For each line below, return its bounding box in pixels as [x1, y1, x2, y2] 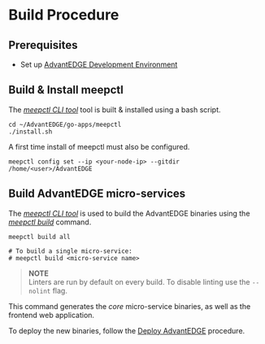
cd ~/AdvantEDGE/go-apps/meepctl [8, 120, 122, 128]
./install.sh [8, 128, 53, 136]
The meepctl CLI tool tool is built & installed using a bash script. [8, 104, 221, 115]
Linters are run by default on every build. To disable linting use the [28, 277, 250, 286]
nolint [28, 287, 51, 295]
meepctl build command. [8, 217, 92, 227]
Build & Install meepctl [8, 83, 124, 97]
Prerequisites [8, 38, 78, 52]
